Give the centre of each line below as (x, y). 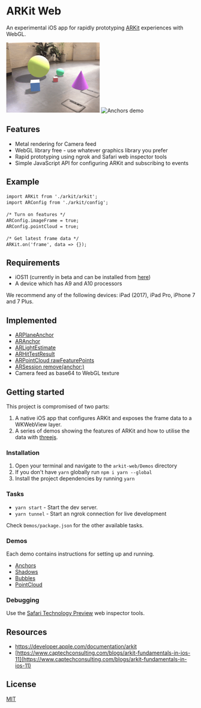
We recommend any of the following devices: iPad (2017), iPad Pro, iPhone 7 (101, 295)
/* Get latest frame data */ (43, 238)
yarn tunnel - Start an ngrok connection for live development (91, 514)
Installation (23, 453)
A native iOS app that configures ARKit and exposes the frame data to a (103, 418)
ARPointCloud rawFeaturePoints (55, 361)
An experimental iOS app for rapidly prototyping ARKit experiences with (95, 28)
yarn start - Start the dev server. (56, 507)
